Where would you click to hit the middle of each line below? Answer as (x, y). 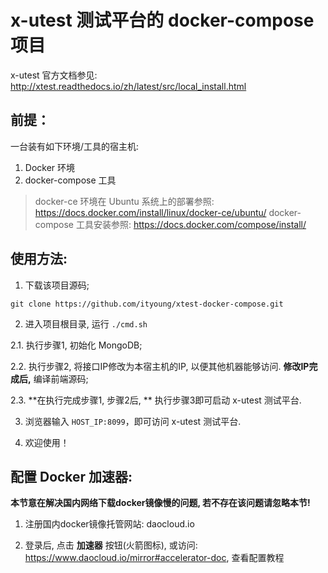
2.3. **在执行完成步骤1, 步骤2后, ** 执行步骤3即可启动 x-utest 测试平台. (156, 400)
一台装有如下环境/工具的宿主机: (75, 146)
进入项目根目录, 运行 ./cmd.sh (86, 323)
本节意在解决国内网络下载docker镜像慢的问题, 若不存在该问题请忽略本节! (160, 503)
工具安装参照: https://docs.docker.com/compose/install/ (191, 224)
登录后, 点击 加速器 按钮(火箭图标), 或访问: (111, 545)
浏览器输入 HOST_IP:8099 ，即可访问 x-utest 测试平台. (133, 421)
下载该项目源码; (57, 285)
